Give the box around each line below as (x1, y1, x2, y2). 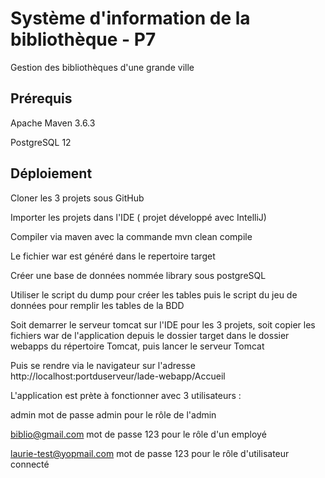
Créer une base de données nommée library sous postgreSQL (10, 269, 267, 281)
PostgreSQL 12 (10, 136, 72, 148)
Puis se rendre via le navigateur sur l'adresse (10, 359, 196, 371)
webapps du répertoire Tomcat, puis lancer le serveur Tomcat (10, 340, 265, 352)
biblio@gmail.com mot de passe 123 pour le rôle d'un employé (10, 428, 267, 440)
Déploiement (10, 165, 93, 182)
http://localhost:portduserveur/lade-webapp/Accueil (10, 370, 226, 382)
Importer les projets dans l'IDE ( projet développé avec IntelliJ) (10, 211, 267, 223)
